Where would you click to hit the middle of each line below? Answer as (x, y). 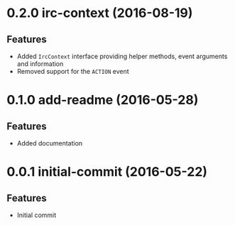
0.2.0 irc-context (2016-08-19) (100, 13)
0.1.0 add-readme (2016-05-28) (103, 100)
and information (40, 64)
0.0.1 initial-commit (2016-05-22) (107, 172)
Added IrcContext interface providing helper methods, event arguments (122, 56)
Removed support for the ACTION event (73, 71)
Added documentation (50, 143)
